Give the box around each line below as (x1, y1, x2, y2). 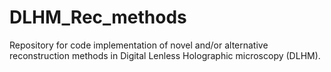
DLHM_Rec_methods (9, 6, 187, 29)
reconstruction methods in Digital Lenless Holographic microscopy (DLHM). (9, 49, 321, 61)
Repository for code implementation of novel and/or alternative (9, 39, 269, 51)
